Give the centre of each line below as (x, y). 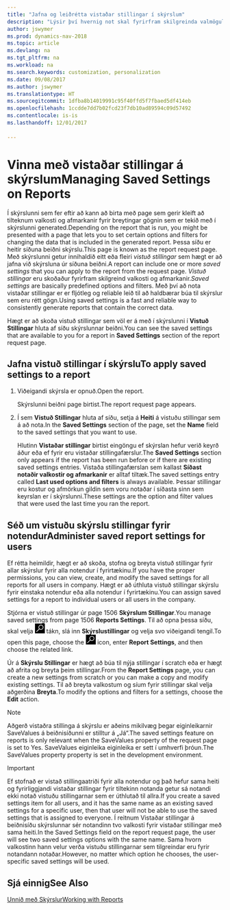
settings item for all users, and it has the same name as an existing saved (110, 803)
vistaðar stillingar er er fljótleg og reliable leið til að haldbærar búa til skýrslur (115, 293)
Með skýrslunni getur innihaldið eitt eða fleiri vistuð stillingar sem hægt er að (115, 256)
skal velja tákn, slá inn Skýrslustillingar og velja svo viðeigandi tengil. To (114, 631)
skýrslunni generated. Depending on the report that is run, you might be (107, 227)
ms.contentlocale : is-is (42, 116)
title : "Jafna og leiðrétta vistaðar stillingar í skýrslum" (96, 14)
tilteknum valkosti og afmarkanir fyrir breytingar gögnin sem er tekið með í (112, 220)
